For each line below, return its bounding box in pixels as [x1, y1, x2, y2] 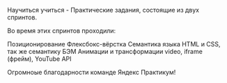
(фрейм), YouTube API [7, 55, 72, 63]
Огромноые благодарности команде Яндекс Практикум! [7, 68, 176, 76]
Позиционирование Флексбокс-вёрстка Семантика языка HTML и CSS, [7, 40, 221, 48]
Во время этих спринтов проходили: [7, 27, 116, 35]
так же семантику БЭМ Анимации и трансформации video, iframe [7, 48, 203, 55]
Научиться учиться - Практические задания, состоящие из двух [7, 6, 200, 14]
